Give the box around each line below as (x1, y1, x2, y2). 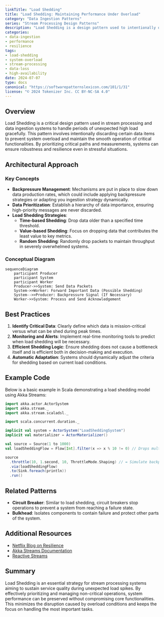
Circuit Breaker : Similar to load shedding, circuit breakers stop (12, 499, 138, 505)
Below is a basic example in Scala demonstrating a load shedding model (5, 386, 150, 392)
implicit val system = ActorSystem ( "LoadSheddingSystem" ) (5, 428, 125, 433)
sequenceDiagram (5, 267, 38, 272)
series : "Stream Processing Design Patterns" (5, 21, 99, 26)
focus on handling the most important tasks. (5, 606, 94, 612)
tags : (5, 48, 16, 53)
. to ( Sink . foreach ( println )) (9, 469, 67, 474)
